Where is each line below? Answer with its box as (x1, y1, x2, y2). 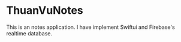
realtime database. (6, 29, 53, 37)
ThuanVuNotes (6, 4, 84, 17)
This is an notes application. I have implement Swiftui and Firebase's (6, 23, 175, 31)
